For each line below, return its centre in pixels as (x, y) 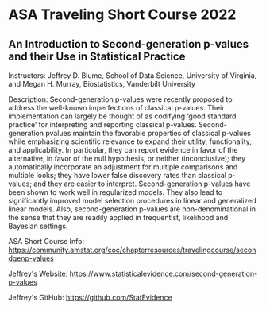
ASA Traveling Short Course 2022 (122, 15)
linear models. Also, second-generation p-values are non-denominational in (132, 209)
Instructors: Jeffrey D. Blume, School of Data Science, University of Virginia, (133, 76)
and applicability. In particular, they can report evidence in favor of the (123, 150)
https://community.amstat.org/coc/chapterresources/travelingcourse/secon (132, 250)
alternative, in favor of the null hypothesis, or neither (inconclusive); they (127, 158)
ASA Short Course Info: (46, 241)
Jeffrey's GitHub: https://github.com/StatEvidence (90, 297)
